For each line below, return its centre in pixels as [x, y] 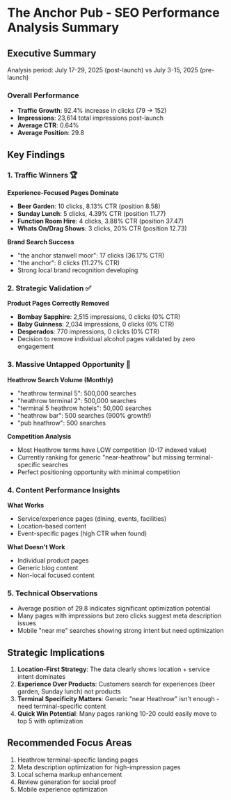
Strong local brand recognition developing [78, 270]
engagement [35, 347]
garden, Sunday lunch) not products [69, 691]
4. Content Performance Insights [64, 490]
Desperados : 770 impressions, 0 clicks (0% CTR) [88, 331]
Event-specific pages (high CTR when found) [82, 533]
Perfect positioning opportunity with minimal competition [99, 472]
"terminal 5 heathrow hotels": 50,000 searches [84, 408]
